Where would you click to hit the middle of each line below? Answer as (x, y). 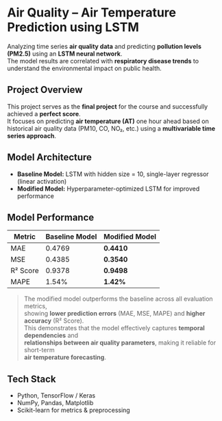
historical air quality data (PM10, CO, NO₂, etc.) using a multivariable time (111, 128)
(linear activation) (42, 181)
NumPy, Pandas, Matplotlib (55, 403)
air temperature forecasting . (65, 357)
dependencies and (51, 336)
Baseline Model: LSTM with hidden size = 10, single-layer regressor (113, 174)
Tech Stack (32, 379)
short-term (39, 350)
